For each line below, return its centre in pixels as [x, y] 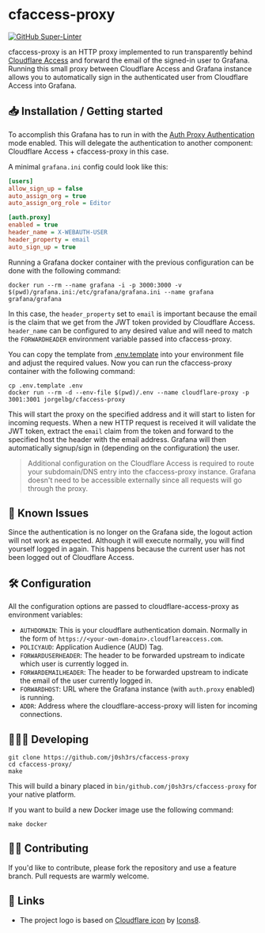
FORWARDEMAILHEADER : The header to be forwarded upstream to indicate [134, 672]
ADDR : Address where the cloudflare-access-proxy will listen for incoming [138, 706]
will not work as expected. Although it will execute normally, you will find [126, 541]
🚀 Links [26, 901]
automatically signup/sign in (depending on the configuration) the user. [124, 447]
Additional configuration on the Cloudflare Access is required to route [141, 463]
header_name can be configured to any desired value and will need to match [131, 330]
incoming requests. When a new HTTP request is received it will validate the [132, 422]
